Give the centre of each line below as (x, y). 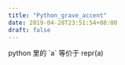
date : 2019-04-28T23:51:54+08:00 (63, 23)
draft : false (29, 30)
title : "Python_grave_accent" (58, 15)
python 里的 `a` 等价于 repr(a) (56, 53)
